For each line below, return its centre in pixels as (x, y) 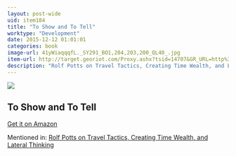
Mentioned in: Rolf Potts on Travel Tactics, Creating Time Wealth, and (108, 138)
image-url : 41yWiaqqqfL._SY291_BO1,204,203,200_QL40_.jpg (94, 53)
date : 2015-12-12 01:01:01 (47, 40)
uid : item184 (26, 20)
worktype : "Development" (44, 33)
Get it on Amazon (32, 124)
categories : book (33, 46)
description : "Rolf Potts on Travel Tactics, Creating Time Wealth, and (116, 66)
